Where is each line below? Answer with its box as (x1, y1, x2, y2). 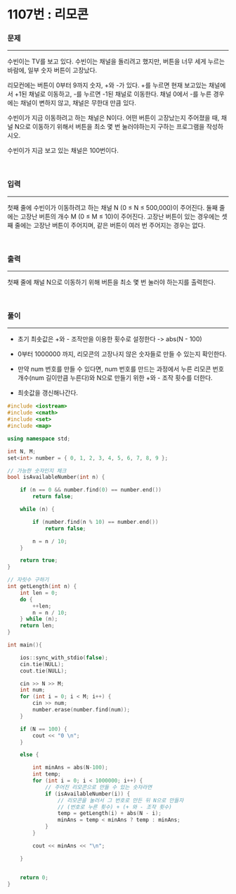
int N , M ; (7, 448, 37, 455)
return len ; (20, 622, 55, 630)
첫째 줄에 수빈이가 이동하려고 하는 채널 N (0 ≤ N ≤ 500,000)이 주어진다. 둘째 (7, 203, 218, 212)
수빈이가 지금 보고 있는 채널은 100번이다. (7, 146, 119, 155)
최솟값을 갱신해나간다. (17, 388, 79, 397)
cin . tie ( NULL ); (20, 661, 65, 668)
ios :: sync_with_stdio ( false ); (20, 654, 109, 661)
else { (20, 752, 39, 759)
